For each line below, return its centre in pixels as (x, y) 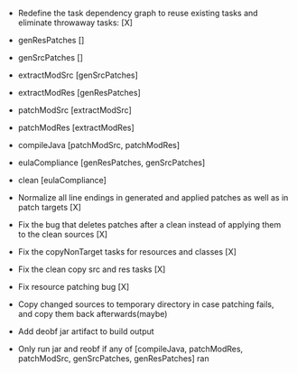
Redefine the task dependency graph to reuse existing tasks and (138, 13)
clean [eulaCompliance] (62, 180)
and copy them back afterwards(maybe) (93, 314)
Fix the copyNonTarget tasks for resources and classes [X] (127, 252)
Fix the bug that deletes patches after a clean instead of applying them (149, 224)
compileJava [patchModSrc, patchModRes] (99, 145)
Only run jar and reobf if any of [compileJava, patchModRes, (130, 349)
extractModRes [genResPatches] (79, 93)
